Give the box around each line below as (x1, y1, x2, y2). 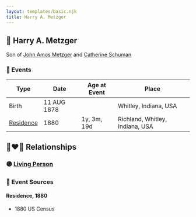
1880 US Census (14, 205, 55, 212)
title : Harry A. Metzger (6, 14, 66, 20)
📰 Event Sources (6, 178, 54, 186)
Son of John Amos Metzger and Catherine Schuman (6, 51, 132, 58)
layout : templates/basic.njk (6, 8, 77, 15)
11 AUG (43, 98, 66, 106)
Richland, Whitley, (117, 115, 167, 123)
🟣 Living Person (6, 160, 54, 168)
